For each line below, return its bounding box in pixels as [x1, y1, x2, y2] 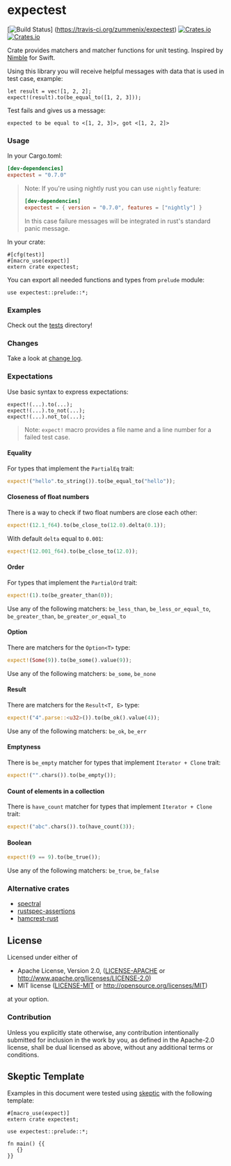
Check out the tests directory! [7, 321, 93, 330]
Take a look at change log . [7, 354, 83, 362]
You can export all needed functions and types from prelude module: [7, 275, 205, 284]
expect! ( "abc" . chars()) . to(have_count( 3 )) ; [7, 823, 136, 831]
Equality [7, 449, 32, 457]
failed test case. [24, 433, 71, 441]
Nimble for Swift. [7, 53, 56, 61]
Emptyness [7, 743, 41, 751]
